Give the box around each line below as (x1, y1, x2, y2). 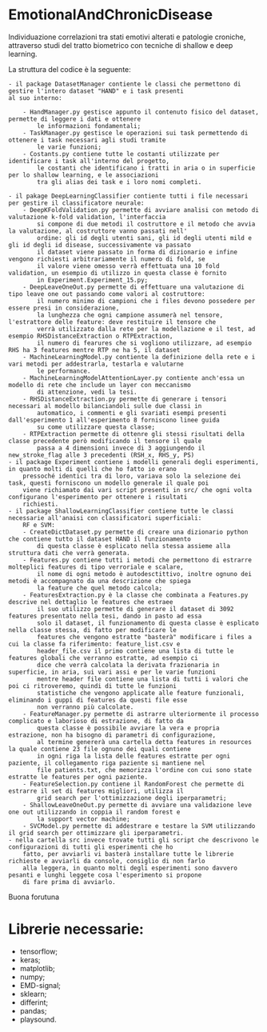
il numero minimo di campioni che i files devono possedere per (37, 297, 256, 305)
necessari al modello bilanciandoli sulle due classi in (8, 402, 202, 410)
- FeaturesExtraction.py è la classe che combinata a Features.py (22, 590, 249, 599)
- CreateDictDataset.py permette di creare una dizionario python (22, 528, 249, 536)
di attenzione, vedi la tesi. (37, 388, 137, 396)
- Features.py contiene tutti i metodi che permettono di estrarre (22, 556, 252, 564)
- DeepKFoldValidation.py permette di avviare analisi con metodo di (22, 206, 260, 214)
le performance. (37, 366, 91, 375)
